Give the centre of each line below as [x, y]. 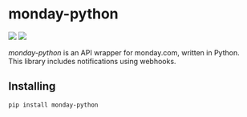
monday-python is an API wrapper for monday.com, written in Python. [124, 52]
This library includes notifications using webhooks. [92, 61]
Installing [32, 86]
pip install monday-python [53, 105]
